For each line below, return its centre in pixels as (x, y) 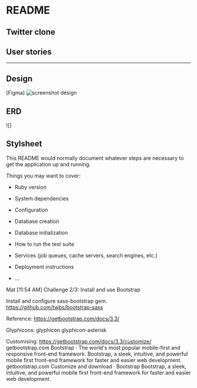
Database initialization (41, 232)
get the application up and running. (48, 164)
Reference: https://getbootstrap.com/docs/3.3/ (63, 319)
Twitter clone (31, 32)
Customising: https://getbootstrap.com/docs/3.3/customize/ (79, 341)
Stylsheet (24, 144)
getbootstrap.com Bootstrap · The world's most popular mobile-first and (93, 347)
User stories (29, 51)
